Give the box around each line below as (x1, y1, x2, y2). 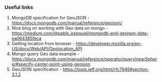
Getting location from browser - (11, 41, 75, 47)
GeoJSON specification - (11, 66, 62, 72)
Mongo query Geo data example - (11, 51, 80, 57)
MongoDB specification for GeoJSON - (11, 15, 90, 21)
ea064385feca (11, 35, 42, 41)
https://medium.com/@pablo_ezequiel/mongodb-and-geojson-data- (11, 31, 149, 36)
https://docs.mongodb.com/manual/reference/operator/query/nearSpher (11, 56, 157, 62)
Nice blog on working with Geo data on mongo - (11, 25, 108, 31)
